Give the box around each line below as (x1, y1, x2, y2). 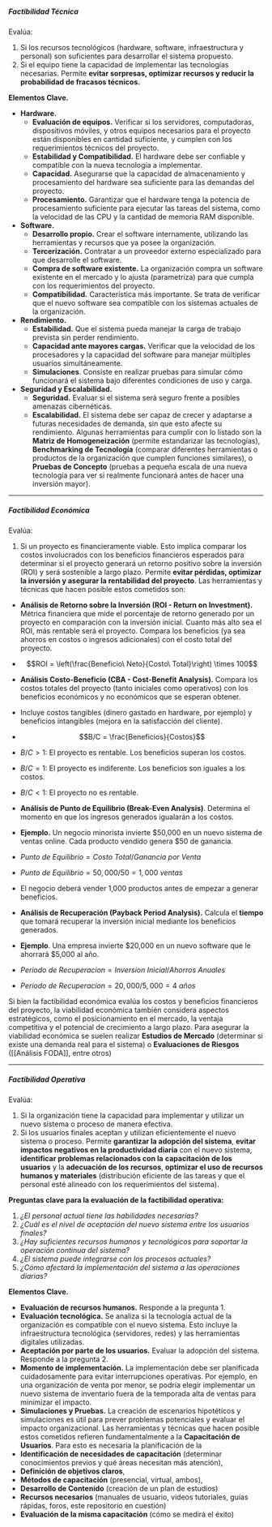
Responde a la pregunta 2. (19, 1354, 108, 1364)
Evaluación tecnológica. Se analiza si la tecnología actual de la (19, 1310, 232, 1321)
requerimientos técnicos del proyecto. (32, 143, 159, 152)
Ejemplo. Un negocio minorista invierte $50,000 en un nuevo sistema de (19, 827, 263, 837)
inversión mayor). (32, 478, 91, 488)
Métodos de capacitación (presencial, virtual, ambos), (19, 1474, 203, 1484)
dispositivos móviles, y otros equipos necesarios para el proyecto (32, 126, 251, 135)
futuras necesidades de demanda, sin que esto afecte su (32, 418, 223, 428)
